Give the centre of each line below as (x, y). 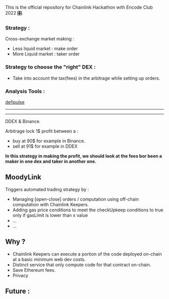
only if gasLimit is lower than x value (50, 215)
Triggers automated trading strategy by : (47, 189)
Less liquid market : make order (45, 49)
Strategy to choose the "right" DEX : (51, 67)
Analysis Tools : (25, 91)
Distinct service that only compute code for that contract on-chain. (82, 265)
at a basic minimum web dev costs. (49, 259)
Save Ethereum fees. (34, 270)
